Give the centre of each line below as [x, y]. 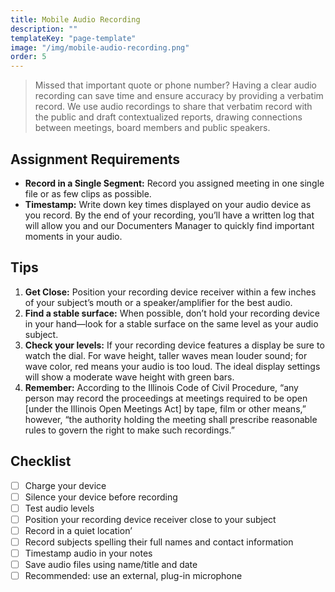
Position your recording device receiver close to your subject [150, 519]
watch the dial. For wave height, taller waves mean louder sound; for [166, 355]
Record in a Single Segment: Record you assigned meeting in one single [174, 183]
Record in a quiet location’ [78, 530]
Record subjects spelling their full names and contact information [159, 542]
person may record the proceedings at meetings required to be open [166, 398]
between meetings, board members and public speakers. [152, 128]
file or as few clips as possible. [88, 193]
